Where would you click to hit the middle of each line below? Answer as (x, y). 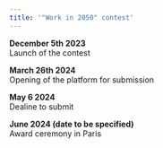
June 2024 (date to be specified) (72, 124)
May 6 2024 (32, 97)
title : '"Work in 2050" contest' (72, 17)
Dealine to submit (42, 106)
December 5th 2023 (48, 43)
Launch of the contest (50, 52)
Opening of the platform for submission (82, 79)
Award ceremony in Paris (56, 133)
